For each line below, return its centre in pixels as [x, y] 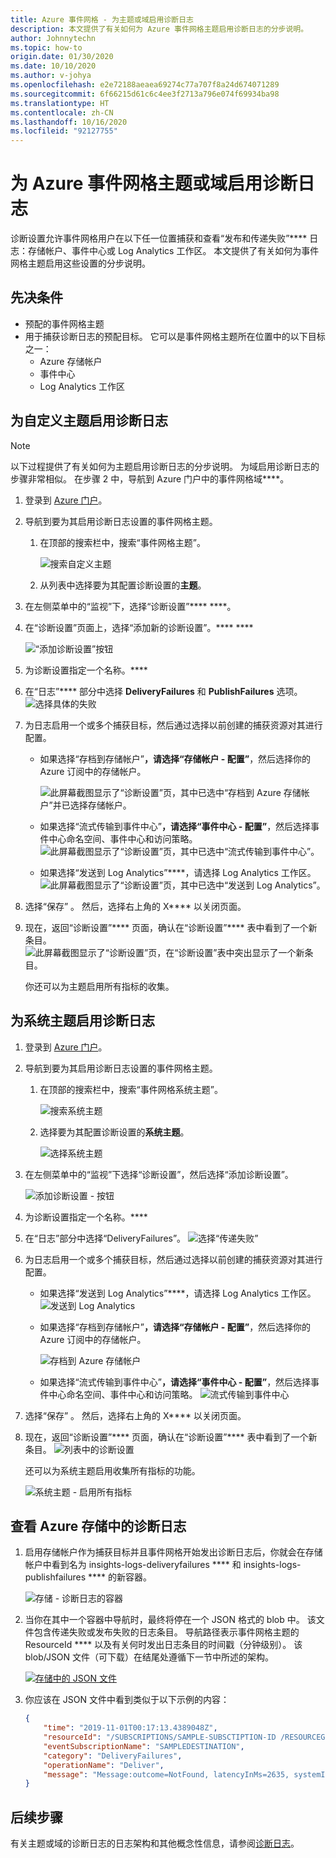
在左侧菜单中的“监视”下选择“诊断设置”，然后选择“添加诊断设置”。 [159, 1174]
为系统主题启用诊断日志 [82, 1021]
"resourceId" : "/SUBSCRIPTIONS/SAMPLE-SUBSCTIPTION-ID [160, 1737]
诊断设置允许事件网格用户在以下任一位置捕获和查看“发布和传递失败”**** [159, 238]
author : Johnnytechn [53, 38]
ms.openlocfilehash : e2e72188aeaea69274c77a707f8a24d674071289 [145, 85]
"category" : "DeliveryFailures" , [113, 1756]
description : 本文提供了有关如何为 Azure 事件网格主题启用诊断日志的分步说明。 [159, 29]
